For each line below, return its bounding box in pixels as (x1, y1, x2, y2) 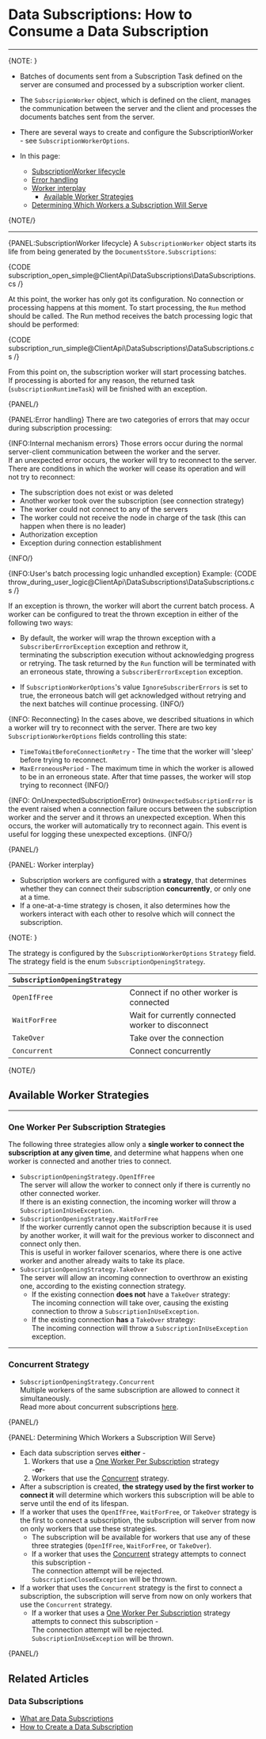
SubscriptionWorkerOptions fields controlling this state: (8, 731, 188, 740)
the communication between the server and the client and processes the (19, 103, 257, 113)
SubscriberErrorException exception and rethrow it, (19, 641, 188, 651)
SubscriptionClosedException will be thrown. (31, 1575, 177, 1584)
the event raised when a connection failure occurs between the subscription (8, 804, 257, 813)
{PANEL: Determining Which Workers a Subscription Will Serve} (8, 1433, 216, 1443)
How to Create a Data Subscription (19, 1722, 133, 1732)
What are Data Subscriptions (19, 1714, 114, 1723)
